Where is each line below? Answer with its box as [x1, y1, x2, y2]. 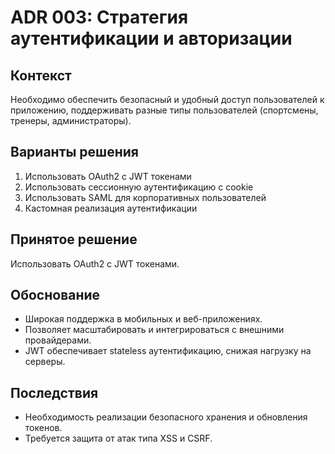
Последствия [10, 384, 99, 401]
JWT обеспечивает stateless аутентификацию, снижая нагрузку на [24, 345, 312, 357]
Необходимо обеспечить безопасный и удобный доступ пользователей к [10, 94, 325, 105]
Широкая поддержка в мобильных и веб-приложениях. [24, 313, 263, 325]
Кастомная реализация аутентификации [24, 202, 198, 214]
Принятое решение [10, 231, 138, 248]
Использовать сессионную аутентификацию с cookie [24, 181, 254, 193]
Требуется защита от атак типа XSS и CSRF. [24, 432, 213, 445]
